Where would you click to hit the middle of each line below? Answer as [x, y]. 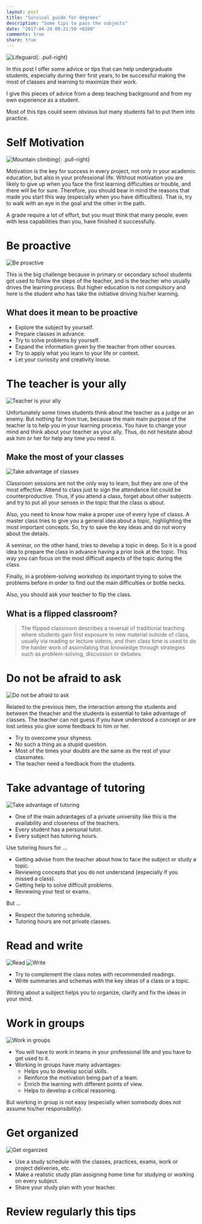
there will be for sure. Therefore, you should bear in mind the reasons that [98, 190]
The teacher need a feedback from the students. [75, 764]
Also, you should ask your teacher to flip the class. [69, 594]
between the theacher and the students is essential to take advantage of [96, 713]
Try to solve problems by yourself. [57, 340]
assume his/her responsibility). [45, 1109]
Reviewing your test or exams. [52, 892]
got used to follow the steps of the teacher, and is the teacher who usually [98, 281]
